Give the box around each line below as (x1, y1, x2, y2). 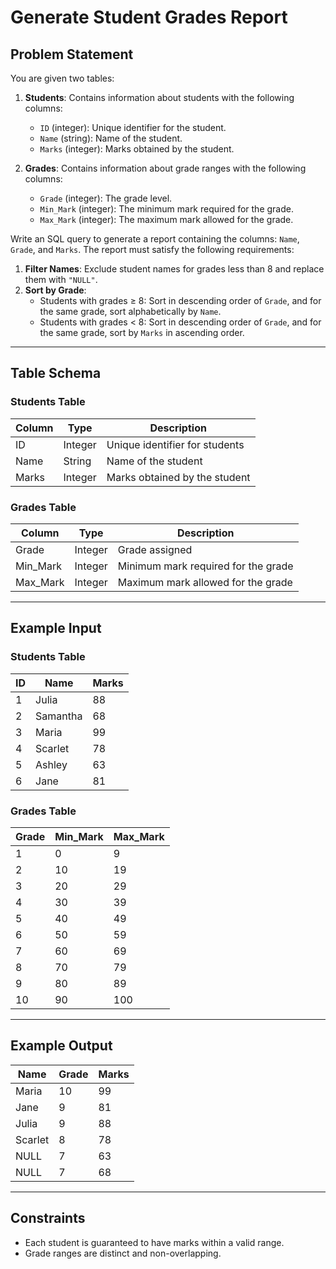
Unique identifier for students (106, 437, 245, 451)
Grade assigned (117, 542, 193, 556)
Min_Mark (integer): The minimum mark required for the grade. (39, 203, 294, 215)
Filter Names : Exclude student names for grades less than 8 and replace (24, 263, 325, 275)
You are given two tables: (10, 72, 115, 84)
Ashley (35, 757, 68, 771)
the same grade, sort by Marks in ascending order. (39, 327, 245, 338)
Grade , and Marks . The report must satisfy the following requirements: (10, 244, 295, 255)
